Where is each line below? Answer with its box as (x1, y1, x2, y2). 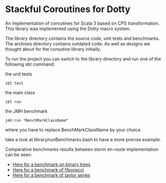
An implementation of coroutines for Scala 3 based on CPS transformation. (5, 20, 160, 26)
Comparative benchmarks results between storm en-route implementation (5, 146, 159, 152)
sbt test (5, 81, 24, 86)
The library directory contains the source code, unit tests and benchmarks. (5, 35, 160, 41)
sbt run (5, 99, 22, 104)
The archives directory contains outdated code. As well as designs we (5, 40, 150, 46)
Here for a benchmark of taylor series (12, 172, 90, 178)
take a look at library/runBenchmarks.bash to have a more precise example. (5, 136, 161, 142)
